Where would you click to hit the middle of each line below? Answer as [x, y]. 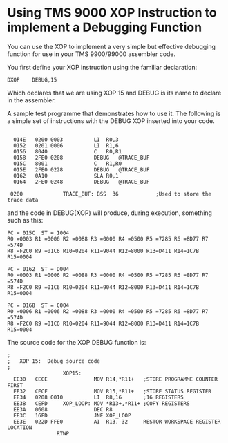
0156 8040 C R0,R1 [68, 151]
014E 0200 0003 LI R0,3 [66, 140]
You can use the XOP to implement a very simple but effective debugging [112, 46]
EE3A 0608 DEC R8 [63, 409]
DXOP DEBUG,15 [32, 80]
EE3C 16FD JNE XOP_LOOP [72, 415]
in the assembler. [32, 100]
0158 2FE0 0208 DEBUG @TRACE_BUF [82, 158]
